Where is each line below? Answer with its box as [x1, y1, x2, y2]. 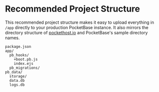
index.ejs [14, 61, 34, 66]
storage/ [9, 74, 27, 78]
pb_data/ [5, 69, 23, 75]
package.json [5, 44, 32, 49]
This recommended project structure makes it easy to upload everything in [5, 19, 154, 25]
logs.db [9, 82, 25, 87]
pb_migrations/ [9, 65, 40, 70]
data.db [9, 78, 25, 83]
